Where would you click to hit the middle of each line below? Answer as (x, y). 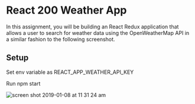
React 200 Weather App (66, 10)
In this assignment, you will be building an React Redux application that (92, 27)
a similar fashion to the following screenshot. (61, 39)
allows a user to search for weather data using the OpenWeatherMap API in (98, 32)
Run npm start (23, 83)
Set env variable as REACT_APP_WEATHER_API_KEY (70, 72)
